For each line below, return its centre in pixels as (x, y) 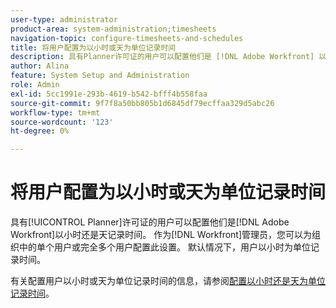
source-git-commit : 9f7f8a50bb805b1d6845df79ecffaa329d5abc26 (142, 103)
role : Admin (35, 85)
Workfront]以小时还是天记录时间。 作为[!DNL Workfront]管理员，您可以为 (161, 235)
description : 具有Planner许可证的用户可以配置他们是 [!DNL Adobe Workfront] (162, 57)
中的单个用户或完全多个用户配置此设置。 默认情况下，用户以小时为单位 (164, 247)
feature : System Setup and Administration (100, 76)
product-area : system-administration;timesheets (113, 29)
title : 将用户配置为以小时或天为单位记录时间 (93, 47)
